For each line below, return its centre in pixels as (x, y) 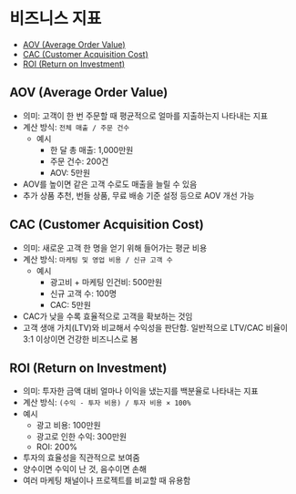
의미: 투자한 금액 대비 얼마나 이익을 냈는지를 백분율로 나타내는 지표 (140, 391)
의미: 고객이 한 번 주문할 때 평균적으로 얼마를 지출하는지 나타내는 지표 (145, 116)
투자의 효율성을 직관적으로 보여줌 (81, 458)
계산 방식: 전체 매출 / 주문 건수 (76, 127)
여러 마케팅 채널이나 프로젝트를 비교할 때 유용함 (107, 480)
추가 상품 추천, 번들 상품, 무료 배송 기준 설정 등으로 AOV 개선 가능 (138, 195)
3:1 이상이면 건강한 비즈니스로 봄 (80, 339)
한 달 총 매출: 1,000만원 (92, 149)
